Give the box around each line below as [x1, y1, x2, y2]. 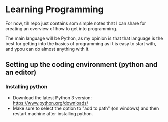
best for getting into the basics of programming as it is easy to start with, [5, 40, 156, 46]
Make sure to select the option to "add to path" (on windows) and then [12, 105, 159, 111]
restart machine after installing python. [12, 110, 93, 116]
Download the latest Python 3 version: [12, 94, 92, 101]
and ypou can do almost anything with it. [5, 46, 90, 52]
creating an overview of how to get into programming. [5, 25, 118, 31]
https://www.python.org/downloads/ [12, 100, 88, 106]
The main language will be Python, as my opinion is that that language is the [5, 35, 163, 41]
